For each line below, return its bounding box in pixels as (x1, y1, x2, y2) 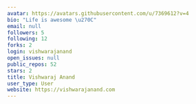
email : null (7, 23, 41, 29)
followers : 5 (7, 29, 45, 36)
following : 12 (7, 36, 48, 42)
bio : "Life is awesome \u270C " (7, 16, 97, 23)
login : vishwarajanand (7, 49, 72, 55)
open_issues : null (7, 55, 60, 62)
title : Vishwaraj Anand (7, 73, 76, 81)
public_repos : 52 (7, 61, 57, 68)
